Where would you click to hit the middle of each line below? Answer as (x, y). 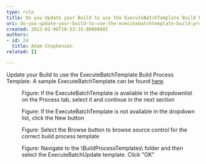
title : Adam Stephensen (42, 47)
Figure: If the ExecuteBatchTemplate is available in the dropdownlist (107, 93)
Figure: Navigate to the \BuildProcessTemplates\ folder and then (102, 148)
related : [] (21, 52)
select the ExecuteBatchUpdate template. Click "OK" (88, 154)
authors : (17, 35)
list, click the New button (53, 117)
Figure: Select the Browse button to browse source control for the (105, 130)
